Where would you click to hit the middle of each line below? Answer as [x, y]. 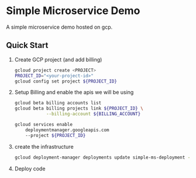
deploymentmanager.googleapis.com [67, 130]
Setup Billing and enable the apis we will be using [74, 93]
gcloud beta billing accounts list [58, 103]
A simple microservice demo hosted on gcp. [59, 27]
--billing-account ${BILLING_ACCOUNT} [93, 114]
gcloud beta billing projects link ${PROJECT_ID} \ [79, 109]
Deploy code [30, 169]
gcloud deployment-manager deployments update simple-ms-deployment [100, 157]
